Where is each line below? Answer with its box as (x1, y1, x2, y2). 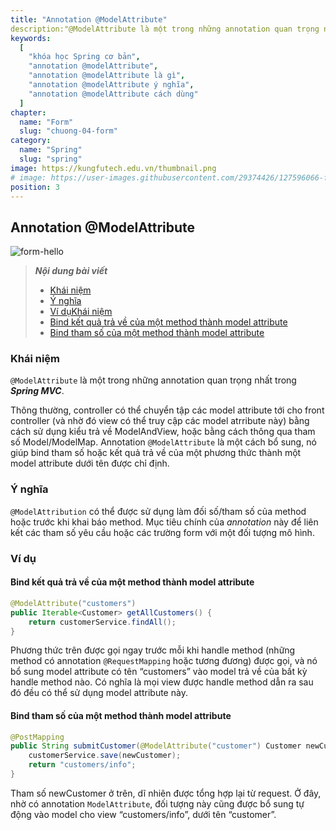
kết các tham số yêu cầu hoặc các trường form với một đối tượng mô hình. (10, 526, 315, 538)
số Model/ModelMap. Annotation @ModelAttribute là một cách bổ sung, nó (10, 436, 317, 448)
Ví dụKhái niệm (49, 306, 113, 318)
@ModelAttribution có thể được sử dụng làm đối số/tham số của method (10, 505, 307, 517)
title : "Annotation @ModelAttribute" (10, 14, 168, 25)
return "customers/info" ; (28, 760, 137, 770)
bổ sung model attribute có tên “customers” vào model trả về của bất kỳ (10, 666, 308, 678)
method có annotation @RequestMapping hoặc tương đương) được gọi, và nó (10, 655, 318, 667)
